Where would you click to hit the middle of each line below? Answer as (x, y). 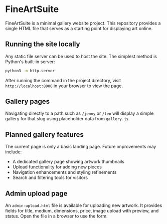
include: (14, 152)
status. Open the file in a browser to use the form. (56, 216)
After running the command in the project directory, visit (63, 80)
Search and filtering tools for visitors (50, 178)
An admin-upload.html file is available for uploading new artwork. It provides (84, 205)
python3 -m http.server (30, 71)
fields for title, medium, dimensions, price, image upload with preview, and (82, 211)
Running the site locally (43, 44)
